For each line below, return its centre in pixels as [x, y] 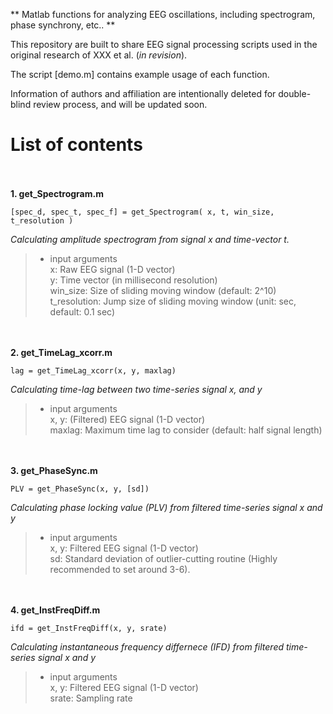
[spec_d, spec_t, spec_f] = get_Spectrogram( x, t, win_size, [142, 212]
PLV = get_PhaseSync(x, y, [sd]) [80, 489]
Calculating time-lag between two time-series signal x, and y [136, 389]
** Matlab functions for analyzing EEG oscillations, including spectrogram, [163, 14]
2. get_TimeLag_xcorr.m [61, 352]
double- [295, 93]
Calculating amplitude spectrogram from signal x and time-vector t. [150, 239]
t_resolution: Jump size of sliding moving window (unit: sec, [173, 301]
